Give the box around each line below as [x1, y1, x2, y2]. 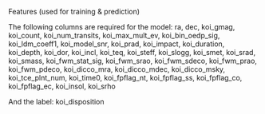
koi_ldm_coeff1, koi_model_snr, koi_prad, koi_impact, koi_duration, [8, 39, 225, 49]
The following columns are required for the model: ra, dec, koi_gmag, [8, 22, 235, 31]
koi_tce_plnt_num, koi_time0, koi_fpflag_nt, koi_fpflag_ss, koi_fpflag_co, [8, 73, 243, 82]
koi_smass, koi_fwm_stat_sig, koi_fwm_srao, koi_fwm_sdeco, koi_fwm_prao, [8, 56, 258, 65]
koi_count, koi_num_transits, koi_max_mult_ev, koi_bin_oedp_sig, [8, 31, 220, 40]
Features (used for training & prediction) [8, 7, 140, 16]
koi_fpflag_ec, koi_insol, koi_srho [8, 81, 116, 91]
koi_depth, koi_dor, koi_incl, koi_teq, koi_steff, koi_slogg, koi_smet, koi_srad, [8, 48, 256, 57]
